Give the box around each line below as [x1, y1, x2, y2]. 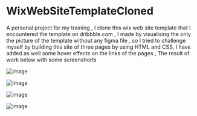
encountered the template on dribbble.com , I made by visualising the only [6, 30, 192, 37]
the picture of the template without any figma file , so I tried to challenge [6, 37, 186, 44]
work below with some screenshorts [6, 56, 97, 63]
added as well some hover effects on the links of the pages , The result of [6, 49, 190, 56]
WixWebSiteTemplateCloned [6, 4, 154, 18]
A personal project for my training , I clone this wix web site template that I [6, 24, 191, 31]
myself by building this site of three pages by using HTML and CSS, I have [6, 43, 191, 50]
